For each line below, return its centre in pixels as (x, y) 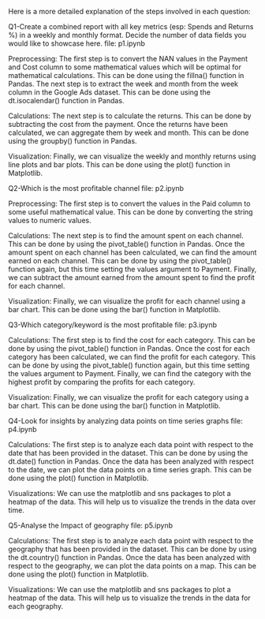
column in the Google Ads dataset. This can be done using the (110, 92)
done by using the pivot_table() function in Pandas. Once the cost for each (129, 349)
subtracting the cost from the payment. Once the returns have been (118, 124)
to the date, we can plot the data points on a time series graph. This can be (130, 470)
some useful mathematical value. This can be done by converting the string (131, 212)
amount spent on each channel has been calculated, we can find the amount (132, 252)
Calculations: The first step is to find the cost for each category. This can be (132, 340)
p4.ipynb (22, 429)
